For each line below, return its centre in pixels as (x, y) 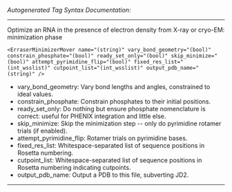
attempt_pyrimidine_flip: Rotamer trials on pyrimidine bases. (102, 138)
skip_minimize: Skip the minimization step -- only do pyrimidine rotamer (119, 123)
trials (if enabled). (42, 131)
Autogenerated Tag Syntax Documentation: (69, 10)
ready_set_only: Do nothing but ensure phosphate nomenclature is (111, 109)
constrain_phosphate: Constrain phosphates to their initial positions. (114, 102)
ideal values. (35, 94)
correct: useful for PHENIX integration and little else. (91, 116)
